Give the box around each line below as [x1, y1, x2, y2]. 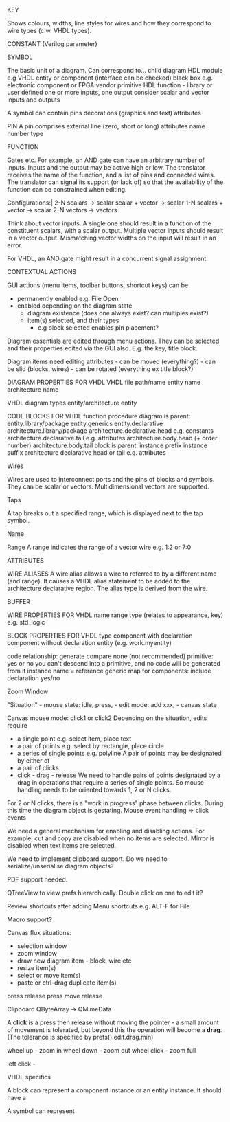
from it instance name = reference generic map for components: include [7, 666, 211, 675]
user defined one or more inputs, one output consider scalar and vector [7, 89, 209, 96]
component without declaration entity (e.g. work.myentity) [7, 639, 172, 647]
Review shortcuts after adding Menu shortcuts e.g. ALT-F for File [7, 902, 190, 910]
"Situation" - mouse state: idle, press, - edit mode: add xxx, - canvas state [7, 701, 218, 708]
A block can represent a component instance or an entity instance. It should [7, 1086, 222, 1095]
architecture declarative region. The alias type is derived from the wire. [7, 584, 208, 592]
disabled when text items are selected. [7, 842, 117, 849]
